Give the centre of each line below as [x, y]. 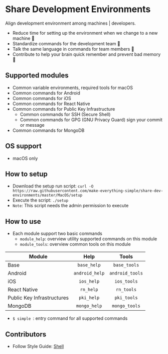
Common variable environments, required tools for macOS [72, 87]
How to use [23, 222]
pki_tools [126, 298]
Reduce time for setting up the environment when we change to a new [85, 33]
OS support [23, 146]
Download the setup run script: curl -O [53, 186]
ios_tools [126, 282]
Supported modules [37, 76]
